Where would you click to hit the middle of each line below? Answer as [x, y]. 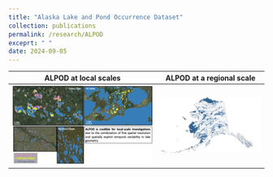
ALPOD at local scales [82, 78]
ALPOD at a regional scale [210, 78]
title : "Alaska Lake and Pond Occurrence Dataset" [96, 17]
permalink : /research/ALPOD [56, 34]
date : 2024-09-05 [38, 52]
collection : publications [52, 26]
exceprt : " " [30, 43]
